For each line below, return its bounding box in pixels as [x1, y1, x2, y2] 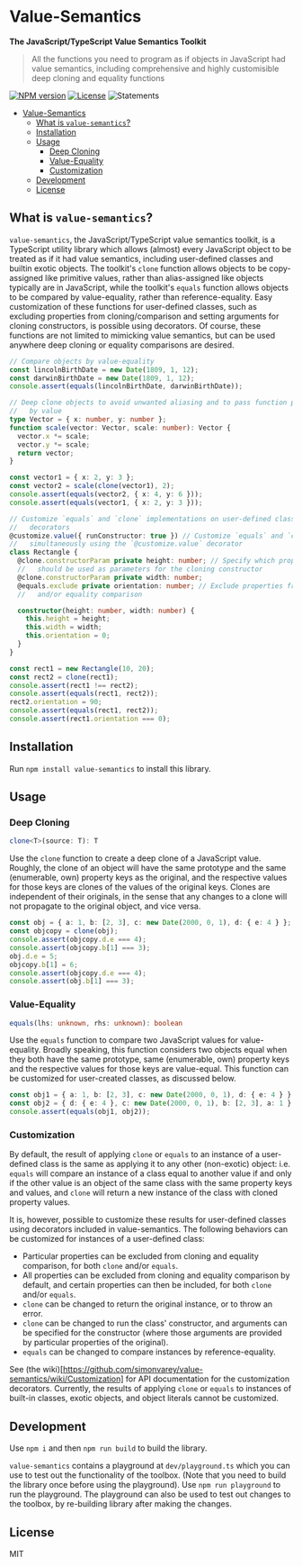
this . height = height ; [25, 614, 111, 623]
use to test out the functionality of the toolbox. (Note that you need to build [9, 1470, 287, 1480]
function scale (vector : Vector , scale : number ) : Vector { [9, 423, 231, 432]
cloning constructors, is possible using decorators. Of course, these [9, 320, 262, 330]
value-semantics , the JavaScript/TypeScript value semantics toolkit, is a [9, 234, 276, 245]
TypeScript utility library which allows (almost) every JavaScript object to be [9, 243, 292, 254]
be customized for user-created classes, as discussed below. [9, 1073, 236, 1084]
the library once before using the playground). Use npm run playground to [9, 1480, 281, 1490]
